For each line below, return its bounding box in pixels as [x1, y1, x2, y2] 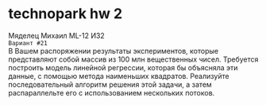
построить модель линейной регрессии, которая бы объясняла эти [8, 62, 238, 72]
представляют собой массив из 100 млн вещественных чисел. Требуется [8, 54, 259, 64]
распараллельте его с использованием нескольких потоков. [8, 88, 215, 97]
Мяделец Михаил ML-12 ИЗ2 [8, 31, 105, 40]
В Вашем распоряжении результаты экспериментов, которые [8, 46, 219, 55]
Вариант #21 [8, 39, 48, 47]
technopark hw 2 [8, 5, 123, 23]
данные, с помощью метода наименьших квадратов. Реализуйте [8, 71, 229, 81]
